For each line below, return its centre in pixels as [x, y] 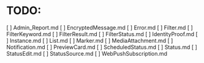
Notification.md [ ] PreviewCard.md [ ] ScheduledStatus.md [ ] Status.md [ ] [102, 47]
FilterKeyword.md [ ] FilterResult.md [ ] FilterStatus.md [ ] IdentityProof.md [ [102, 34]
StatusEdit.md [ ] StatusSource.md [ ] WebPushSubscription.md [87, 53]
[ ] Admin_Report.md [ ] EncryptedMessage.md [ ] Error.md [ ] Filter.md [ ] [100, 28]
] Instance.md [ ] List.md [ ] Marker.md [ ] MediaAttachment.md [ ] [90, 40]
